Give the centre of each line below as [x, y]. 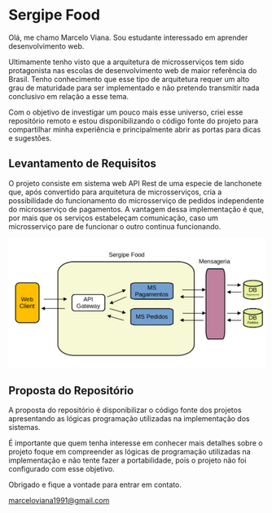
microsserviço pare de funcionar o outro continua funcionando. [115, 226]
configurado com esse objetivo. [62, 469]
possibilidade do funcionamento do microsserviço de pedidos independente [136, 200]
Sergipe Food [54, 15]
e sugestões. [30, 138]
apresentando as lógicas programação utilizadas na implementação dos [129, 419]
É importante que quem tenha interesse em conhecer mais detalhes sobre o [136, 443]
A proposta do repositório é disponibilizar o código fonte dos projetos [125, 410]
